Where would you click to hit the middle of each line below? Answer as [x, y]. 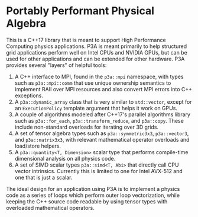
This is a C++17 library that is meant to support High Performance [86, 40]
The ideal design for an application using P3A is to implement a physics [93, 189]
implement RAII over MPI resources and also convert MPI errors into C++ [103, 89]
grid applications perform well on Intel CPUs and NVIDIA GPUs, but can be [97, 52]
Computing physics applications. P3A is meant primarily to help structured [97, 46]
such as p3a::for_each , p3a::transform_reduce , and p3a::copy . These [99, 120]
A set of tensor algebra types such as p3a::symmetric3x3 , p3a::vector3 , [102, 133]
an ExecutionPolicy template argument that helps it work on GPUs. [96, 108]
